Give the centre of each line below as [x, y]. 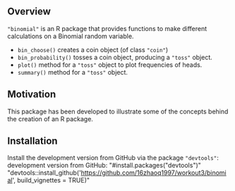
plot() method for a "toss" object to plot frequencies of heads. [110, 64]
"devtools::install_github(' [44, 173]
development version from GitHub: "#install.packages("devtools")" [104, 166]
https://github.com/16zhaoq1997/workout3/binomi [154, 173]
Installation [32, 141]
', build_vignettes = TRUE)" [51, 180]
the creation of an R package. [50, 118]
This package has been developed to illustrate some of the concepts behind [118, 111]
